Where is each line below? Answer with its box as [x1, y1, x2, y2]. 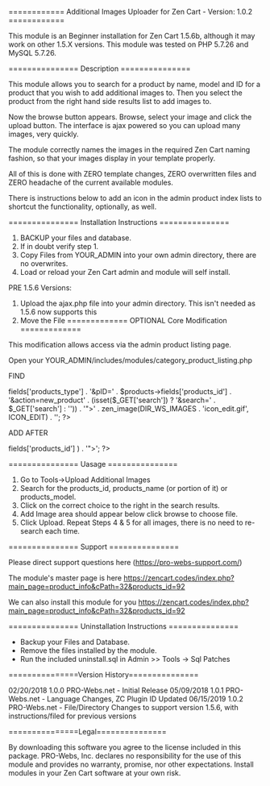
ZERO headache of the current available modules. [8, 177, 173, 187]
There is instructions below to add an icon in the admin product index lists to [8, 193, 262, 202]
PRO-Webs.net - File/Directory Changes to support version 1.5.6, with [8, 703, 239, 712]
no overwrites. [19, 259, 69, 268]
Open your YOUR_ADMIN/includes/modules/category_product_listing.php [8, 356, 252, 365]
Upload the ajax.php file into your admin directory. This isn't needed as [19, 298, 256, 308]
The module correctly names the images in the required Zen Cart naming [8, 145, 251, 154]
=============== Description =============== [8, 64, 191, 73]
